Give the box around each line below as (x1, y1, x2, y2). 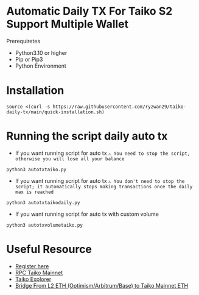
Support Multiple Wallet (6, 17, 129, 31)
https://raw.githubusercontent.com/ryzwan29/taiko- (52, 104, 187, 110)
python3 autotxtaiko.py (6, 166, 67, 172)
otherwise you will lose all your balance (15, 155, 125, 162)
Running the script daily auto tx (6, 129, 168, 143)
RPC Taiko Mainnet (15, 269, 63, 276)
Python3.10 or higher (15, 49, 68, 56)
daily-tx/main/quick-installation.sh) (6, 108, 105, 115)
